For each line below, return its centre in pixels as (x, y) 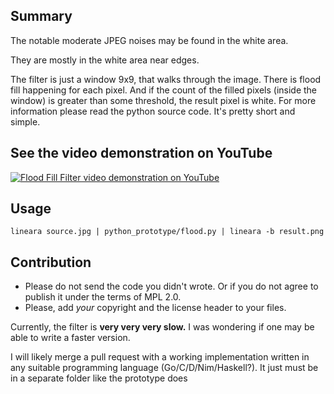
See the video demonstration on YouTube (141, 153)
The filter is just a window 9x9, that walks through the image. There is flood (166, 79)
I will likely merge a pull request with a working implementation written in (160, 357)
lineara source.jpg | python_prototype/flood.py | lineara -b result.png (167, 232)
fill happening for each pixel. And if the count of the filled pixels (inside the (164, 90)
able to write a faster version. (70, 338)
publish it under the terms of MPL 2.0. (103, 297)
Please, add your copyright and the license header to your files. (155, 308)
